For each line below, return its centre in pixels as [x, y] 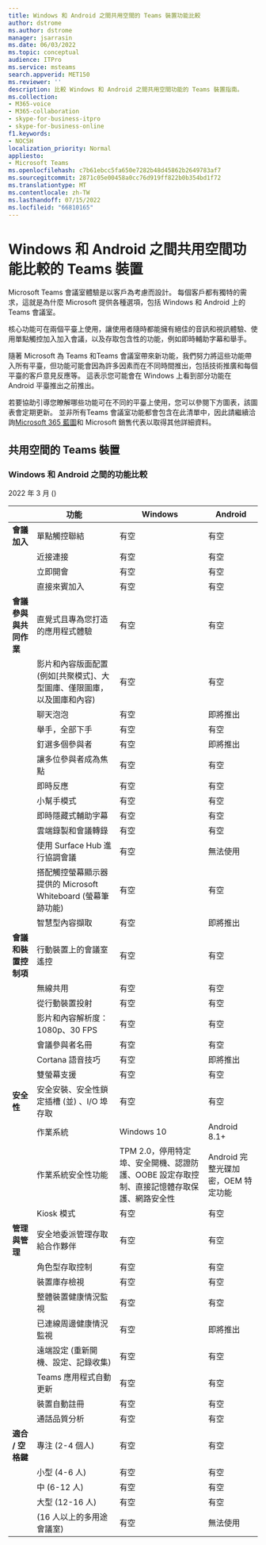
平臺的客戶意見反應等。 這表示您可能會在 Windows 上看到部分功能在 [120, 376]
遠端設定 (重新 [63, 1350]
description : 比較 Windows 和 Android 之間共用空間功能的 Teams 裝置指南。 [126, 89]
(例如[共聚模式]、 [69, 676]
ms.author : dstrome [40, 30]
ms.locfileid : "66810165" [51, 207]
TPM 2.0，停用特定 [155, 1151]
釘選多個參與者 [65, 744]
